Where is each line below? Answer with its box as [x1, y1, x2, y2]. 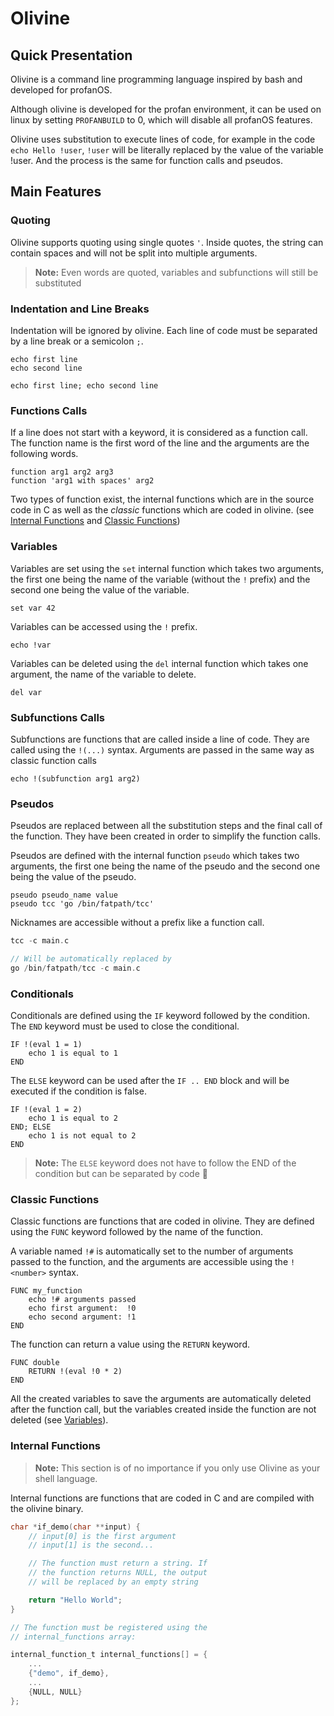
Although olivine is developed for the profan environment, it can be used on [10, 103, 322, 115]
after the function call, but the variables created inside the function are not [10, 1403, 317, 1416]
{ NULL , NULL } [28, 1687, 83, 1697]
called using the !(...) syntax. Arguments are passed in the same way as [10, 743, 315, 756]
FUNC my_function [10, 1286, 83, 1296]
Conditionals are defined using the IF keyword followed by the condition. [10, 1010, 311, 1022]
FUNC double [10, 1358, 60, 1368]
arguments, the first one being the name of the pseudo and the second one [10, 860, 321, 872]
